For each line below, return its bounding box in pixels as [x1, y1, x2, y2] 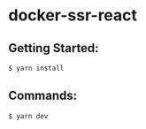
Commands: [8, 88, 78, 103]
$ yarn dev [8, 111, 49, 120]
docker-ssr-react [8, 5, 138, 26]
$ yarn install [8, 64, 65, 72]
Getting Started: [8, 41, 99, 56]
